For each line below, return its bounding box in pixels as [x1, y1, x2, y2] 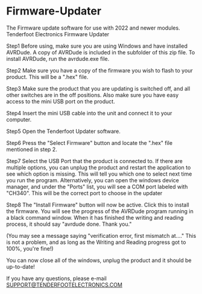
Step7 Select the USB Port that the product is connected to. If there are [6, 157, 183, 164]
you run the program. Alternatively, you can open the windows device [6, 176, 179, 184]
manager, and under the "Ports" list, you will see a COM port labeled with [6, 183, 188, 190]
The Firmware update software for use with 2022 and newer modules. [6, 24, 180, 31]
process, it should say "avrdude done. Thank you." [6, 220, 132, 228]
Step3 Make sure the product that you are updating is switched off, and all [6, 85, 191, 92]
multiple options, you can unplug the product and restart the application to [6, 164, 191, 171]
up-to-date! [6, 263, 35, 270]
